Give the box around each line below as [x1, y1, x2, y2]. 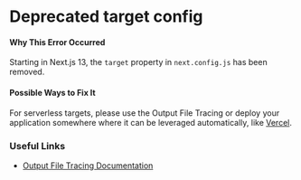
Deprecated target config [9, 6, 203, 27]
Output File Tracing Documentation [22, 160, 154, 171]
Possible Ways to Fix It [9, 87, 97, 98]
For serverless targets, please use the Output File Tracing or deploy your [9, 107, 280, 118]
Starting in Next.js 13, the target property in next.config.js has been [9, 57, 268, 68]
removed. [9, 66, 45, 78]
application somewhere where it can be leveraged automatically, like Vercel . [9, 117, 292, 128]
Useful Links [9, 139, 66, 152]
